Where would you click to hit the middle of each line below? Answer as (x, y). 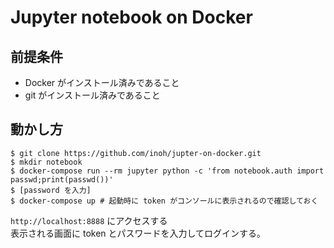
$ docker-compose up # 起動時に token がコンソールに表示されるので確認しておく (164, 201)
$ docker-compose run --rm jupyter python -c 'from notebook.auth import (167, 171)
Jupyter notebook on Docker (131, 17)
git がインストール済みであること (92, 95)
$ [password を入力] (51, 190)
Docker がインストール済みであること (102, 82)
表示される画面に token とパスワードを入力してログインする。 (138, 233)
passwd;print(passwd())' (62, 179)
